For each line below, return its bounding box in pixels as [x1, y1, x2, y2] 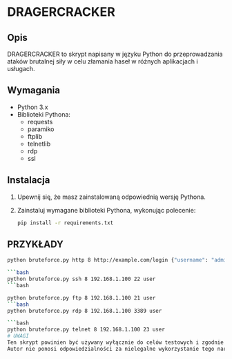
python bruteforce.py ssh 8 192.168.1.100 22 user [7, 275, 156, 283]
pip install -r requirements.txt [17, 219, 114, 226]
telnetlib [27, 139, 50, 148]
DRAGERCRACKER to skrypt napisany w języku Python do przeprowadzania [7, 50, 223, 58]
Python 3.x [17, 103, 48, 111]
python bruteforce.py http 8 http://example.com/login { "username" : [7, 257, 209, 264]
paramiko [27, 125, 55, 133]
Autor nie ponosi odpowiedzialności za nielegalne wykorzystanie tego [7, 345, 215, 352]
